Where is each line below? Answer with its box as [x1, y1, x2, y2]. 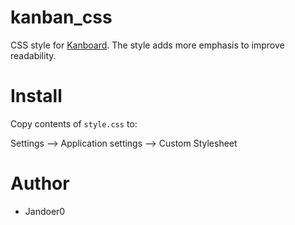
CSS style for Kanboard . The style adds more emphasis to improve [10, 39, 285, 51]
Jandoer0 [24, 205, 66, 217]
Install [10, 85, 63, 108]
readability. [10, 49, 57, 61]
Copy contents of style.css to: [10, 117, 138, 130]
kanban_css [10, 6, 113, 29]
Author [10, 172, 70, 195]
